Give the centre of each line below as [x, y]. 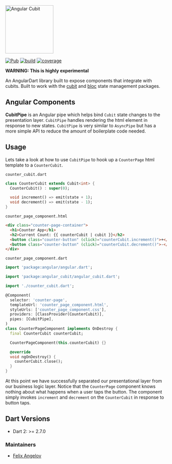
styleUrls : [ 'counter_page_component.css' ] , [58, 310]
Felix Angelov [27, 456]
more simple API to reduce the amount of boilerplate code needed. [76, 131]
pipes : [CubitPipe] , [32, 319]
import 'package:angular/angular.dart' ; [49, 267]
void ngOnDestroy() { [33, 357]
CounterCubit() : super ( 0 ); [40, 188]
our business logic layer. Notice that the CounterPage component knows [81, 386]
